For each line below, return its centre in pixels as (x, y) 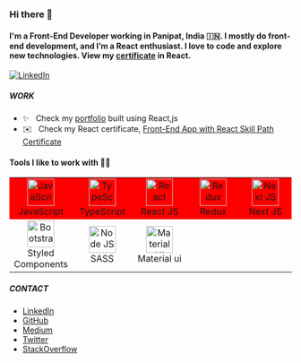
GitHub (35, 321)
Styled (41, 253)
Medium (38, 330)
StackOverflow (50, 350)
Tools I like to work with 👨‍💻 (60, 162)
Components (41, 264)
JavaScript (41, 212)
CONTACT (29, 288)
